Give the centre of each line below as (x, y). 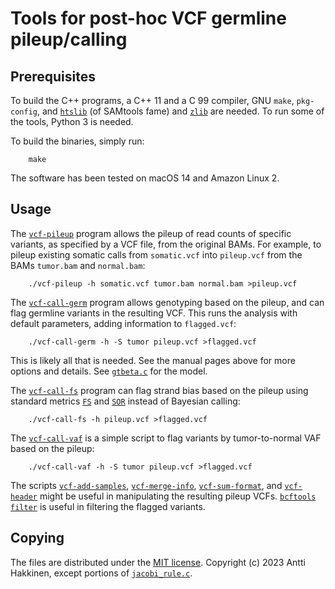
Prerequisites (53, 76)
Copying (37, 538)
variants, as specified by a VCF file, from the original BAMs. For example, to (166, 244)
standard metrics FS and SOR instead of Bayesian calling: (125, 401)
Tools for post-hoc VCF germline (148, 18)
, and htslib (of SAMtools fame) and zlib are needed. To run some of (180, 111)
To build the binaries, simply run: (77, 141)
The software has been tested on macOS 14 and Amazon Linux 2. (145, 178)
